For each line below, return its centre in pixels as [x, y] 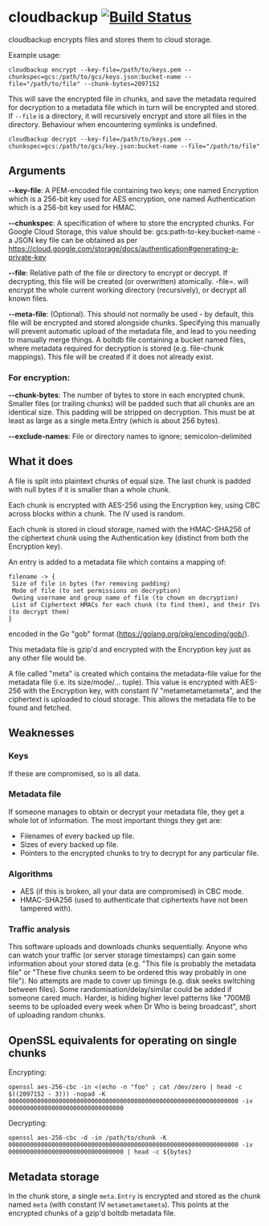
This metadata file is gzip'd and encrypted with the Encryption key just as [130, 649]
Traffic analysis [39, 929]
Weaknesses [41, 733]
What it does [41, 461]
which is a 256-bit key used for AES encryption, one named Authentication [132, 199]
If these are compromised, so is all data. [74, 773]
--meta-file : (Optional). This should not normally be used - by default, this [131, 314]
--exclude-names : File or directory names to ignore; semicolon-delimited [130, 436]
